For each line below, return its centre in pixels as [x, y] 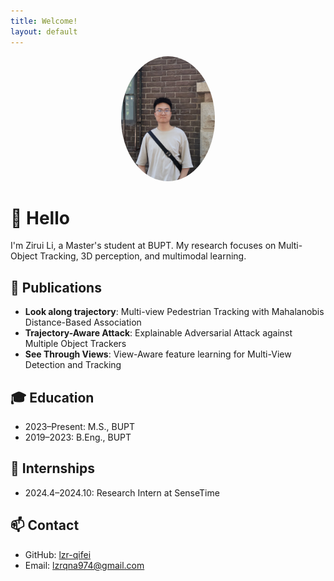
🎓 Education [52, 397]
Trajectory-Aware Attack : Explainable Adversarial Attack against [158, 333]
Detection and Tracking [73, 365]
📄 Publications [56, 287]
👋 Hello [40, 217]
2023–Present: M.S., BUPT [80, 427]
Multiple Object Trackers [75, 344]
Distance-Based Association [83, 322]
